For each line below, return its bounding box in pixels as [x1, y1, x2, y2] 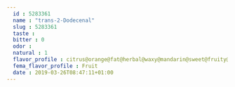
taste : [13, 29, 36, 37]
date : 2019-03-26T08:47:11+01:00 [13, 69, 114, 76]
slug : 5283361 [13, 23, 58, 30]
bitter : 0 [13, 36, 45, 43]
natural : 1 [13, 50, 48, 57]
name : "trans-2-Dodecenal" [13, 17, 95, 24]
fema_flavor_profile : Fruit [13, 62, 98, 69]
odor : [13, 43, 32, 50]
